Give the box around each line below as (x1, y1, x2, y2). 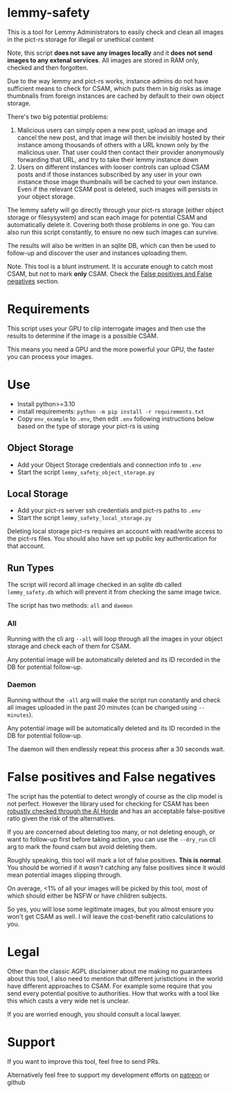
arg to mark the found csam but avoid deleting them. (7, 842, 157, 851)
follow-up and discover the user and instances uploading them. (7, 249, 188, 257)
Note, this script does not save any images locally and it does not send (7, 49, 213, 57)
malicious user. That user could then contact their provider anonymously (17, 148, 225, 156)
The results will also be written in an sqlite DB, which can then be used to (7, 241, 216, 249)
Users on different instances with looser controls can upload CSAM (17, 162, 210, 171)
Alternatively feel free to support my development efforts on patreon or (7, 1071, 210, 1079)
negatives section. (7, 276, 60, 285)
